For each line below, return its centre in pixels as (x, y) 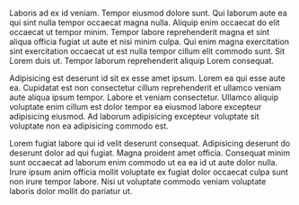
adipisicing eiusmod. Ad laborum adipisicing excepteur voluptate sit (134, 116)
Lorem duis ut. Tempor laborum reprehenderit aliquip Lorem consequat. (142, 61)
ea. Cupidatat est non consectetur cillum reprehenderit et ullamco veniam (145, 88)
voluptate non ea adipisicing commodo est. (89, 126)
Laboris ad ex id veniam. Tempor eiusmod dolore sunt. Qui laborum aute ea (148, 13)
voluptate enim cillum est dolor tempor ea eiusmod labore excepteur (136, 107)
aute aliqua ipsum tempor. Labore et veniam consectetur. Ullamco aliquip (144, 97)
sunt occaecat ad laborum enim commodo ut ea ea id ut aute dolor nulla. (144, 162)
